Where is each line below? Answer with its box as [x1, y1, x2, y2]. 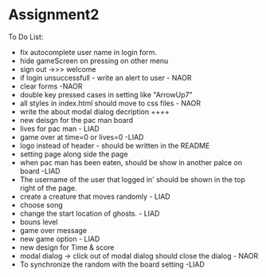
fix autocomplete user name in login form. [19, 47, 158, 57]
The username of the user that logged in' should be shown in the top [19, 174, 245, 184]
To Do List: [8, 32, 44, 42]
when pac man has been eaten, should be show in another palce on [19, 157, 243, 167]
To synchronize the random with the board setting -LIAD [19, 259, 205, 269]
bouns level [19, 217, 58, 227]
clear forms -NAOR [19, 81, 83, 91]
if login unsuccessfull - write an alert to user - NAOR [19, 73, 192, 82]
